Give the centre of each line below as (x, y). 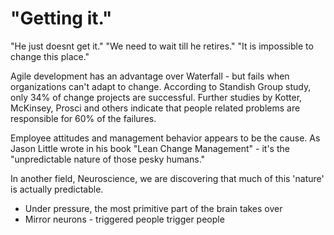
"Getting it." (61, 18)
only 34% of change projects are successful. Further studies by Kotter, (156, 97)
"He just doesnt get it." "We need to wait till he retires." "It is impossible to (162, 46)
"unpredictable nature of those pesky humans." (108, 159)
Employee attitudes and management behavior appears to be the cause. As (165, 138)
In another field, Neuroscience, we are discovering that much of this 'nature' (167, 178)
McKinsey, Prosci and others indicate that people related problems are (155, 108)
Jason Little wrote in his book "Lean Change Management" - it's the (150, 148)
